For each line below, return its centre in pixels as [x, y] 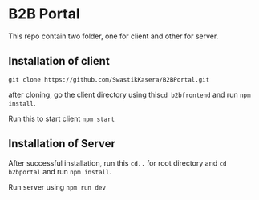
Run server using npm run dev [57, 187]
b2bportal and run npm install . [60, 171]
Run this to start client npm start [61, 118]
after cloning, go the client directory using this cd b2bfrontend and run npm [129, 94]
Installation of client [59, 61]
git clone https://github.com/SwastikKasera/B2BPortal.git [109, 80]
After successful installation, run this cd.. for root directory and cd [117, 163]
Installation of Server [62, 144]
